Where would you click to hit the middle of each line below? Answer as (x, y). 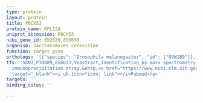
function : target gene (35, 51)
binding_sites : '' (29, 85)
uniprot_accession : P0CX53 (40, 35)
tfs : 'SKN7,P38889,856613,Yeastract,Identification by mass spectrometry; (102, 62)
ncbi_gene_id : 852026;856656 (43, 40)
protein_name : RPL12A (34, 29)
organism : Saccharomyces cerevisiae (52, 46)
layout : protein (27, 18)
